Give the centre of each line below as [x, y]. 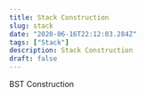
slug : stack [31, 26]
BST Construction [42, 84]
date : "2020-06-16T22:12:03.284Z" [73, 34]
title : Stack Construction [59, 17]
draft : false [33, 59]
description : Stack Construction [71, 51]
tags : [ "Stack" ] [39, 42]
